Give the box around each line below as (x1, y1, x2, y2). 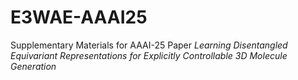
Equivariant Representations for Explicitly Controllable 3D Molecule (10, 49, 288, 61)
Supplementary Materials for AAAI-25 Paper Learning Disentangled (10, 39, 288, 51)
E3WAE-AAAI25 (10, 6, 148, 29)
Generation (10, 60, 57, 72)
